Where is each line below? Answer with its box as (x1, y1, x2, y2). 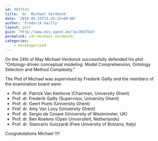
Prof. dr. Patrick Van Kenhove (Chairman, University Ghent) (12, 90, 129, 96)
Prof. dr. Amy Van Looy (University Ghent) (12, 106, 96, 112)
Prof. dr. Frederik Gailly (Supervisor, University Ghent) (12, 95, 119, 101)
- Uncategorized (14, 43, 47, 48)
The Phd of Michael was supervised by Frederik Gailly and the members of (5, 76, 154, 82)
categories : (5, 39, 29, 43)
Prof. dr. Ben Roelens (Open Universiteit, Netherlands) (12, 116, 120, 122)
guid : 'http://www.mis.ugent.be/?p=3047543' (5, 29, 96, 34)
